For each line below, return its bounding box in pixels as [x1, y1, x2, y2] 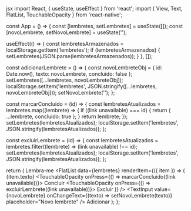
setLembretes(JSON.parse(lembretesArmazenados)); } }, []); [6, 53, 153, 59]
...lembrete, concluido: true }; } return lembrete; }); [6, 113, 128, 120]
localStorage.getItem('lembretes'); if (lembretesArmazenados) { [6, 46, 160, 53]
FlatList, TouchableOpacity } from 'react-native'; [6, 11, 123, 18]
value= [154, 186, 172, 193]
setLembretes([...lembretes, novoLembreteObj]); [6, 76, 123, 83]
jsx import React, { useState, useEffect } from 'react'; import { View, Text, [6, 5, 183, 12]
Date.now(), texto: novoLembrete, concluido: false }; [6, 71, 133, 77]
